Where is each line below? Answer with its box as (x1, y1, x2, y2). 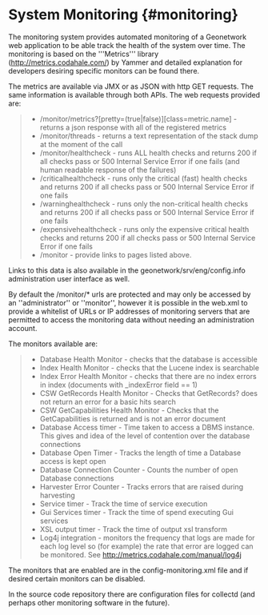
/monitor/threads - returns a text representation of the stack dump (39, 130, 258, 141)
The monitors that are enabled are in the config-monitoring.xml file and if (8, 565, 249, 575)
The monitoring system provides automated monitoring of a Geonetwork (8, 32, 246, 42)
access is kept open (39, 456, 106, 465)
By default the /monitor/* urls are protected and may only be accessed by (8, 290, 251, 299)
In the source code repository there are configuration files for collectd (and (8, 589, 256, 599)
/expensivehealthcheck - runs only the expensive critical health (39, 224, 250, 234)
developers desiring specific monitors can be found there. (8, 66, 200, 75)
